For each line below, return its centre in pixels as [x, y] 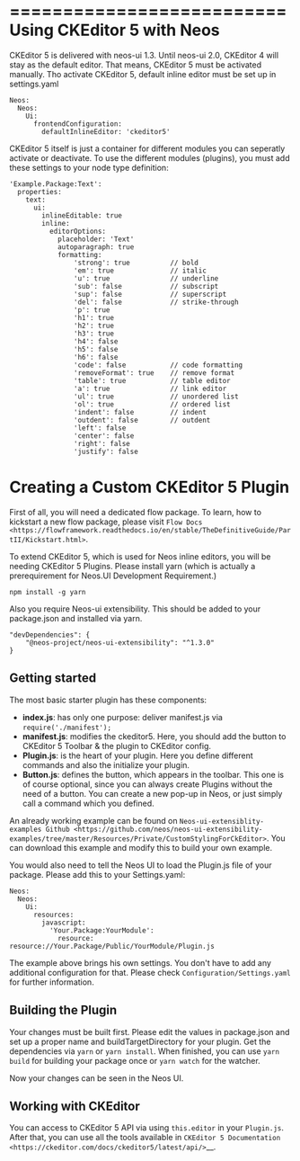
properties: [40, 192]
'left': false [100, 428]
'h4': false [96, 341]
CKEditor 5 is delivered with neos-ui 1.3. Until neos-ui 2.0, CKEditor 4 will [144, 55]
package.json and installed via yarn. [76, 618]
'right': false [101, 443]
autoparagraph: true [96, 247]
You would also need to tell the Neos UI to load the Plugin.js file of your [141, 865]
